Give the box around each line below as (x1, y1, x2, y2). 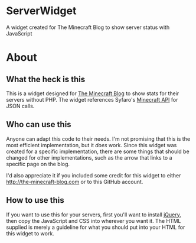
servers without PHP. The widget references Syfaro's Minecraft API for (6, 96, 178, 103)
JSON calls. (6, 102, 35, 109)
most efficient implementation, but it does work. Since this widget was (6, 141, 177, 148)
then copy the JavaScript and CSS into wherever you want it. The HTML (6, 217, 181, 224)
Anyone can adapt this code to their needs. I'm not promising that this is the (6, 135, 191, 142)
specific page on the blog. (6, 160, 70, 167)
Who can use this (6, 119, 72, 129)
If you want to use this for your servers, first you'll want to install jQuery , (6, 211, 182, 218)
